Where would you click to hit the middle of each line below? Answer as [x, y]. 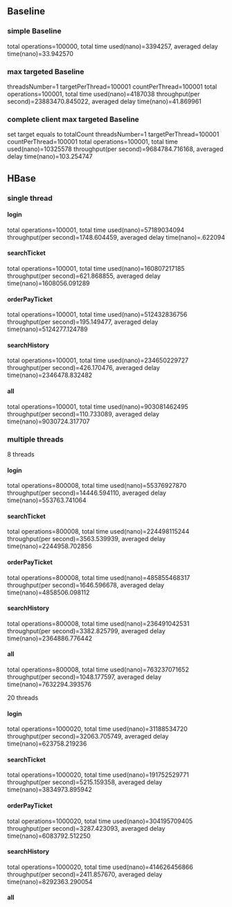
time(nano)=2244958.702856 [50, 546]
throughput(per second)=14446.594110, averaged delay [87, 493]
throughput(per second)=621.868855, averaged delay [84, 276]
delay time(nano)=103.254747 [50, 157]
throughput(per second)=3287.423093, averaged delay [86, 828]
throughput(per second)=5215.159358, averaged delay [85, 782]
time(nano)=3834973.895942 [50, 790]
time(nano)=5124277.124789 [47, 329]
